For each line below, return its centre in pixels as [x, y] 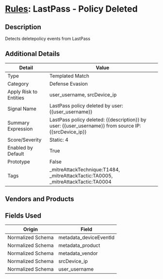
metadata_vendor [78, 253]
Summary [19, 123]
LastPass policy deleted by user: [86, 106]
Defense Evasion [69, 84]
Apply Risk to [23, 92]
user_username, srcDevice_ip [83, 94]
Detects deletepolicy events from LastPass [48, 38]
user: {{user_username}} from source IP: [95, 126]
